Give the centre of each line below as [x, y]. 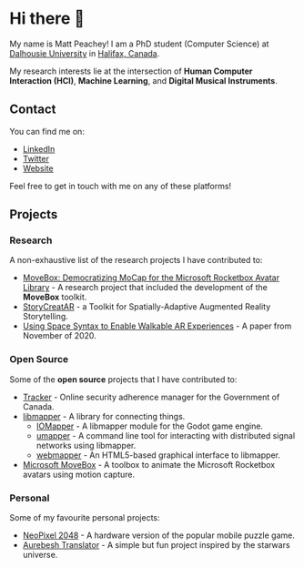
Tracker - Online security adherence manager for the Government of [151, 397]
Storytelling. [45, 317]
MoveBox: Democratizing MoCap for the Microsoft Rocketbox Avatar [151, 278]
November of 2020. [60, 336]
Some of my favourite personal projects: [85, 518]
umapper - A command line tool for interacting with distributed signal [166, 435]
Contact [33, 110]
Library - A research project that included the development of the [145, 288]
